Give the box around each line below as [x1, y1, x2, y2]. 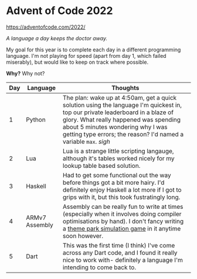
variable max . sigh [62, 137, 110, 146]
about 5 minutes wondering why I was [62, 123, 168, 131]
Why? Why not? [6, 70, 45, 77]
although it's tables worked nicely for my [62, 154, 175, 162]
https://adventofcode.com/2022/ [6, 23, 86, 30]
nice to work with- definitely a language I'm [62, 256, 183, 264]
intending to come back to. [62, 263, 137, 271]
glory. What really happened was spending [62, 115, 181, 123]
